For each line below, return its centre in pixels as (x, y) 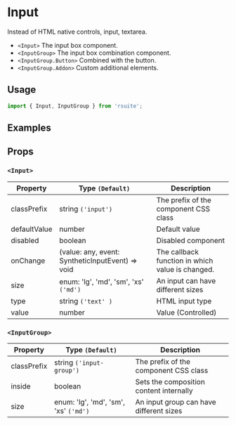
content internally (164, 391)
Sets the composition (170, 382)
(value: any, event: (90, 251)
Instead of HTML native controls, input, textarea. (77, 32)
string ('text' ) (86, 301)
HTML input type (184, 301)
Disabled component (190, 240)
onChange (28, 261)
